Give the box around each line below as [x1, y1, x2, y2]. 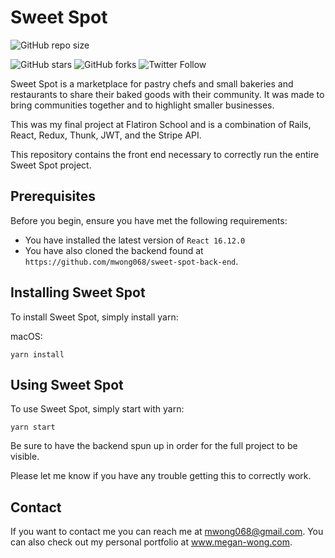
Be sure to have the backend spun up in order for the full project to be [10, 440, 298, 452]
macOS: [10, 330, 43, 342]
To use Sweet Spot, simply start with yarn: [10, 403, 185, 415]
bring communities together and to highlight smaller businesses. [10, 99, 275, 111]
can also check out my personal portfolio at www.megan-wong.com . [10, 536, 293, 548]
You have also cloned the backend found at [24, 244, 204, 256]
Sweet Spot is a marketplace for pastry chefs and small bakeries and [10, 77, 294, 90]
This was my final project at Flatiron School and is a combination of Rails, [10, 118, 312, 130]
